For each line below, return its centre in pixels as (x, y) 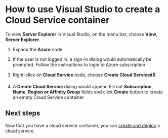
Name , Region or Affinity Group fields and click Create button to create (88, 92)
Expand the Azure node (37, 49)
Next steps (23, 113)
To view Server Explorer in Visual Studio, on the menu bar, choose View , (81, 34)
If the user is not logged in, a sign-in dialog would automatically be (82, 59)
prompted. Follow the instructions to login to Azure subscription (79, 64)
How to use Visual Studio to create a (83, 9)
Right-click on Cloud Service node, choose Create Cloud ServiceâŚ (84, 75)
